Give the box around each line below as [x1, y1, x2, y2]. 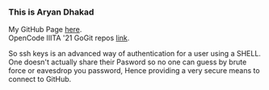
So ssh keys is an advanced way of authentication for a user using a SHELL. [8, 49, 261, 59]
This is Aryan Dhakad [8, 6, 95, 18]
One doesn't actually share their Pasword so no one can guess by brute [8, 57, 247, 67]
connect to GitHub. [8, 75, 72, 84]
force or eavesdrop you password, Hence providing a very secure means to [8, 66, 260, 76]
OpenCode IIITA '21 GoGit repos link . [8, 33, 130, 43]
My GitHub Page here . [8, 25, 82, 35]
